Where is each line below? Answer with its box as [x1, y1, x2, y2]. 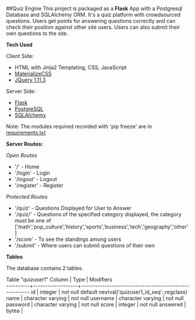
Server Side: [6, 88, 36, 94]
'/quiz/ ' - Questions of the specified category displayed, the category [14, 211, 182, 217]
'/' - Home [14, 164, 40, 170]
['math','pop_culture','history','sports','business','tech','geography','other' [14, 223, 189, 230]
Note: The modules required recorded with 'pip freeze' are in [6, 123, 152, 130]
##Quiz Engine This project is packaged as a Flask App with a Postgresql [6, 5, 183, 12]
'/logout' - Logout [14, 176, 57, 182]
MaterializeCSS [14, 70, 52, 77]
